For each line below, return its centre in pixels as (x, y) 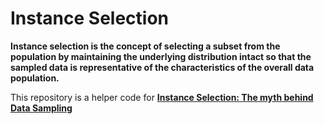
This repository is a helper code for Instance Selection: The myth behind (162, 97)
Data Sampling (41, 108)
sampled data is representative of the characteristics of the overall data (162, 67)
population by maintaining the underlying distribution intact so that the (161, 56)
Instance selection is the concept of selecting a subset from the (145, 46)
